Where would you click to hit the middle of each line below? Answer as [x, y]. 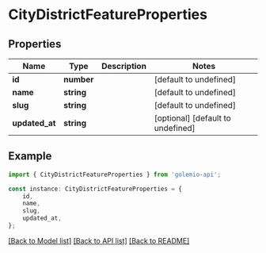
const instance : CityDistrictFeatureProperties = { [95, 189]
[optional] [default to [192, 118]
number [78, 79]
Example [30, 156]
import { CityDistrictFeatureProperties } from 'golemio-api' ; [115, 174]
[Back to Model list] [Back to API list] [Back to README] [99, 240]
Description [124, 66]
